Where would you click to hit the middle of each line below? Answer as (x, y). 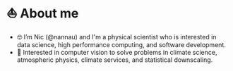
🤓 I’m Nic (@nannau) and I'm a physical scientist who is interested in (116, 37)
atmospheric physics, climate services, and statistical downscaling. (115, 60)
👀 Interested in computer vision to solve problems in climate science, (117, 52)
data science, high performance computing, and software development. (121, 44)
